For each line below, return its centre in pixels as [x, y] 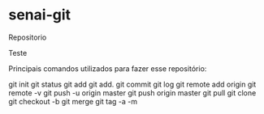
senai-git [40, 15]
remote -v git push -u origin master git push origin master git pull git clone [132, 93]
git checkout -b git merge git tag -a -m [73, 101]
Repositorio [28, 37]
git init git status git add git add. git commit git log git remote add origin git [132, 84]
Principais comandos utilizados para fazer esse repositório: [108, 68]
